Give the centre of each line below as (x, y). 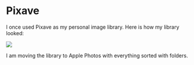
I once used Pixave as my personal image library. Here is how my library (93, 27)
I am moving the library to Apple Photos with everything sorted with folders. (97, 55)
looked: (15, 33)
